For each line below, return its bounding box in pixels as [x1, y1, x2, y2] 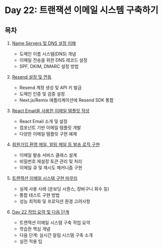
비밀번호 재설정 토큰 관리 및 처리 [19, 158, 82, 164]
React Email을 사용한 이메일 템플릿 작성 [11, 108, 89, 113]
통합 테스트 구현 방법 [19, 192, 60, 198]
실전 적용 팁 [19, 238, 42, 244]
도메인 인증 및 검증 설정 [19, 91, 65, 96]
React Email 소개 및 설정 [19, 118, 68, 124]
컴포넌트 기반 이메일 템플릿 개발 [19, 124, 81, 130]
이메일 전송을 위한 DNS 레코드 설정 [19, 57, 88, 63]
